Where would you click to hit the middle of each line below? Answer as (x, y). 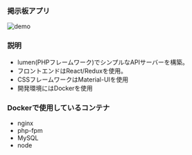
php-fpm (30, 130)
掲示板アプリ (29, 10)
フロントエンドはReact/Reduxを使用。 (72, 71)
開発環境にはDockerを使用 (55, 88)
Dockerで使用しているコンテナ (59, 107)
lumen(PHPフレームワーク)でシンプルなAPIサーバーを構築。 (103, 62)
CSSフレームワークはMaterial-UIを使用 (73, 79)
